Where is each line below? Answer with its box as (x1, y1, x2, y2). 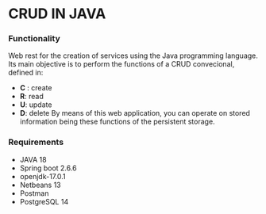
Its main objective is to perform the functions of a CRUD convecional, (8, 59, 235, 69)
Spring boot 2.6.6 (19, 163, 77, 173)
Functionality (8, 33, 61, 44)
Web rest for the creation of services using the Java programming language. (8, 51, 258, 60)
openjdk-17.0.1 (19, 171, 66, 181)
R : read (19, 92, 44, 101)
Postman (19, 188, 49, 198)
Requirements (8, 136, 64, 147)
